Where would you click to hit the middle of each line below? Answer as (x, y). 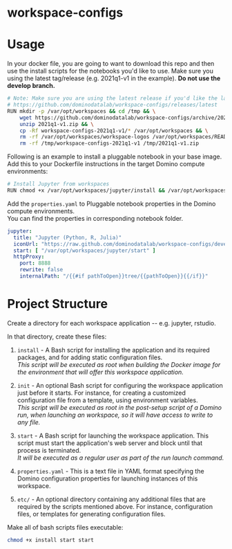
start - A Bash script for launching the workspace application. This (113, 435)
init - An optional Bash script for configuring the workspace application (120, 385)
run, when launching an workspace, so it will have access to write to (115, 415)
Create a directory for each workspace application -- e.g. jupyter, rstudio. (112, 323)
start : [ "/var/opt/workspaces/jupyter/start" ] (85, 251)
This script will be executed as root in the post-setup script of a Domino (119, 407)
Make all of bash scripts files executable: (65, 527)
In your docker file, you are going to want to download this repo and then (111, 64)
